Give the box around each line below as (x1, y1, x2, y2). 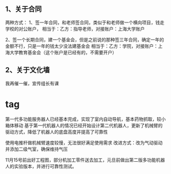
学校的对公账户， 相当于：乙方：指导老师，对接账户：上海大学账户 (5, 26, 145, 32)
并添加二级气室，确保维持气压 (5, 146, 68, 152)
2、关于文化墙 (5, 66, 50, 74)
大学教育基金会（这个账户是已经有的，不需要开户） (9, 49, 117, 55)
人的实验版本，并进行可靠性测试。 (5, 163, 77, 169)
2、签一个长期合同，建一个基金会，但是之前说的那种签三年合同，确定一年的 (5, 36, 164, 42)
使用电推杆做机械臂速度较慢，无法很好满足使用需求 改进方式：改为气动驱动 (5, 139, 163, 145)
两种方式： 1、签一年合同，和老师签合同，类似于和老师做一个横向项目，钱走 (5, 19, 164, 26)
